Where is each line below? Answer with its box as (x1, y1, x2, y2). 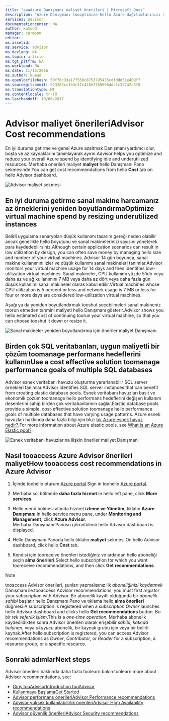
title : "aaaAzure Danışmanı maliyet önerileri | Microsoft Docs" (5, 7, 145, 13)
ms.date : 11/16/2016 (5, 68, 49, 73)
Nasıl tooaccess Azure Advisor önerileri (5, 451, 133, 460)
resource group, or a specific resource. (5, 640, 87, 647)
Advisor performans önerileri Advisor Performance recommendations (12, 694, 155, 700)
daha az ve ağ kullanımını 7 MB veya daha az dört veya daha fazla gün (5, 276, 151, 282)
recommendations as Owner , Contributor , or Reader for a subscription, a (5, 635, 156, 642)
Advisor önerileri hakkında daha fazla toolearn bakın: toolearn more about (5, 669, 157, 675)
